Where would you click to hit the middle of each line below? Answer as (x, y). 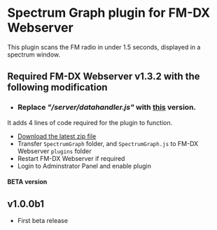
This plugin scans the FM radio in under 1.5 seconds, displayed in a (104, 47)
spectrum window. (34, 55)
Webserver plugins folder (55, 151)
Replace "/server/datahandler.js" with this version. (107, 108)
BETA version (27, 182)
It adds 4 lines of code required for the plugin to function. (90, 122)
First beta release (43, 221)
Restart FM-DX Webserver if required (71, 158)
